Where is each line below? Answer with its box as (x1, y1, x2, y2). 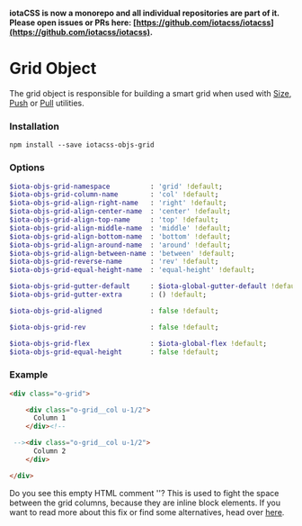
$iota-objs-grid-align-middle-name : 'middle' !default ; (9, 223, 231, 232)
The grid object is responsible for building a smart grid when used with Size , (9, 87, 292, 98)
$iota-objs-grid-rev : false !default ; (9, 322, 219, 331)
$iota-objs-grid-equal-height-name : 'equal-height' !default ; (9, 266, 255, 275)
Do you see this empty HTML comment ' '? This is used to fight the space (9, 487, 280, 498)
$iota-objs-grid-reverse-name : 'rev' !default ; (9, 257, 219, 267)
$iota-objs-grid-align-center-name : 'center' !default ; (9, 207, 231, 216)
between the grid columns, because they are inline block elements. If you (9, 497, 281, 508)
